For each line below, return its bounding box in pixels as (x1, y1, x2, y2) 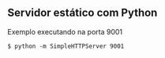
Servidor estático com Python (7, 6, 158, 20)
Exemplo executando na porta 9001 (7, 27, 123, 36)
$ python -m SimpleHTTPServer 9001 (7, 42, 125, 50)
